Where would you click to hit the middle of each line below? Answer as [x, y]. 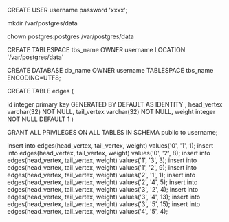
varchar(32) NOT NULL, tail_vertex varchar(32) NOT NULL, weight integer [111, 112]
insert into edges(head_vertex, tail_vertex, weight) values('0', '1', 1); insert [110, 146]
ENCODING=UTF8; [34, 78]
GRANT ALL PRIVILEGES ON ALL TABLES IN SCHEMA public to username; [112, 132]
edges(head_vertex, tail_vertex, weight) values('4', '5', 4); [88, 211]
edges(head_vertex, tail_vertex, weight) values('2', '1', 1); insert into [101, 175]
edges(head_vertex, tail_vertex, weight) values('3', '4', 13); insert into [104, 197]
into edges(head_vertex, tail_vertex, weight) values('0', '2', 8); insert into [109, 153]
